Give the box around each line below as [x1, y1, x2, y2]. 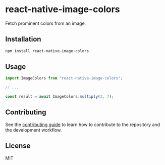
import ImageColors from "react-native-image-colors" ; [5, 76, 123, 81]
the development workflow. [5, 127, 62, 133]
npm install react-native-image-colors [5, 48, 89, 54]
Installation [5, 35, 41, 44]
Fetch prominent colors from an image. [5, 20, 86, 26]
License [5, 142, 31, 150]
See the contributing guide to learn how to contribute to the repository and [5, 121, 160, 128]
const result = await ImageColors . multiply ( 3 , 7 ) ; [5, 94, 114, 99]
